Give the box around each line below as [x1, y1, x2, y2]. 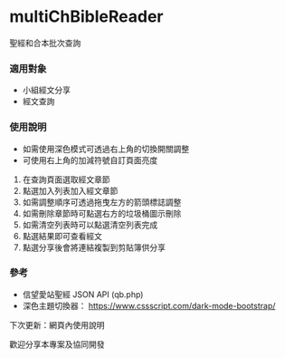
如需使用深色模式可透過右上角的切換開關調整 [22, 143, 190, 154]
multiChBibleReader [9, 6, 164, 27]
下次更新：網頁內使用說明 [9, 319, 105, 330]
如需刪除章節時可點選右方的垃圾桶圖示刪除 [22, 208, 182, 218]
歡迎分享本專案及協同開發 [9, 338, 105, 350]
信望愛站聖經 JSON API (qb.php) [22, 288, 144, 300]
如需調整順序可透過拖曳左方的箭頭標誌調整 [22, 197, 182, 208]
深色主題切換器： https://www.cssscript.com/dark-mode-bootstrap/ [22, 300, 276, 311]
